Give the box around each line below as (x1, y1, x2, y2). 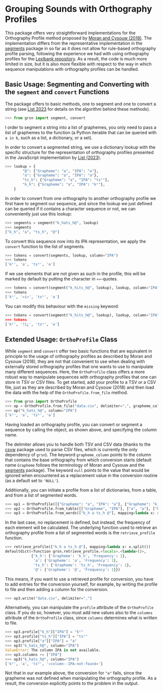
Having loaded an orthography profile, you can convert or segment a (5, 421, 143, 427)
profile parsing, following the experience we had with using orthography (5, 50, 149, 57)
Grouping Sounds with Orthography (5, 3, 152, 15)
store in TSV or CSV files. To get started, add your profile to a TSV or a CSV (5, 379, 156, 385)
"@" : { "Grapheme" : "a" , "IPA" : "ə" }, (22, 168, 98, 174)
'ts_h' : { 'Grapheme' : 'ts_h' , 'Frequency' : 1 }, (33, 562, 131, 568)
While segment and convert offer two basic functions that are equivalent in (5, 348, 152, 354)
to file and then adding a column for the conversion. (5, 586, 109, 592)
